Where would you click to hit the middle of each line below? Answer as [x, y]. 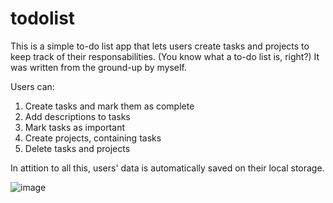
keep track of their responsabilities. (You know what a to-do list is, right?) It [165, 56]
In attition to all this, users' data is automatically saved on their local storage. [167, 168]
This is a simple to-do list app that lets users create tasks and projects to [160, 46]
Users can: [32, 86]
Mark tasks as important [74, 127]
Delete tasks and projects [77, 148]
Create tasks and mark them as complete [109, 106]
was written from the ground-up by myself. [98, 67]
